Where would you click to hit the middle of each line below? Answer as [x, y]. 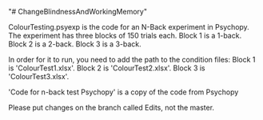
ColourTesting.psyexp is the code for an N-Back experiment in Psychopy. [129, 27]
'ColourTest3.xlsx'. [39, 76]
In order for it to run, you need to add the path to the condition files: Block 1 [132, 60]
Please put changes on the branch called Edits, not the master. [111, 108]
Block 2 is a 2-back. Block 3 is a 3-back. [75, 44]
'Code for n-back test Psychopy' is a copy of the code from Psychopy [124, 92]
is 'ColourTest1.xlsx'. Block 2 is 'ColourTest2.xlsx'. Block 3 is [107, 68]
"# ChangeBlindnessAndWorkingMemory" [78, 12]
